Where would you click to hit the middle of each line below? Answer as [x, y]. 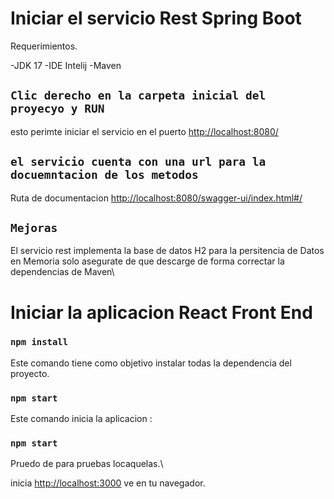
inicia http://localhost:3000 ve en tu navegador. [108, 483]
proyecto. [30, 373]
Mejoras [34, 227]
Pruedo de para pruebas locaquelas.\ [87, 464]
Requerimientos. [44, 46]
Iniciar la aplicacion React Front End [161, 312]
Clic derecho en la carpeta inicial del [138, 95]
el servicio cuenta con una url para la [138, 162]
